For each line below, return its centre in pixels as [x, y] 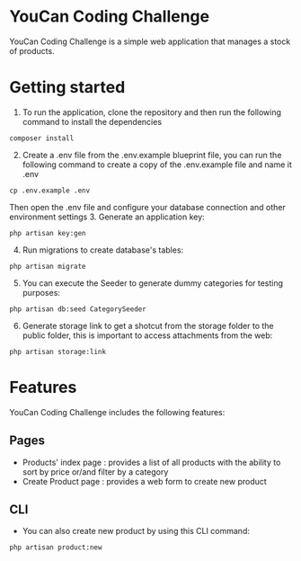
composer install [42, 138]
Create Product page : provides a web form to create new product [144, 481]
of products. [32, 50]
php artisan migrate [48, 266]
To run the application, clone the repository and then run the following [151, 112]
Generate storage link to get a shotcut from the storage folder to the [148, 325]
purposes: [41, 292]
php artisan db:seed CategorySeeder [78, 309]
